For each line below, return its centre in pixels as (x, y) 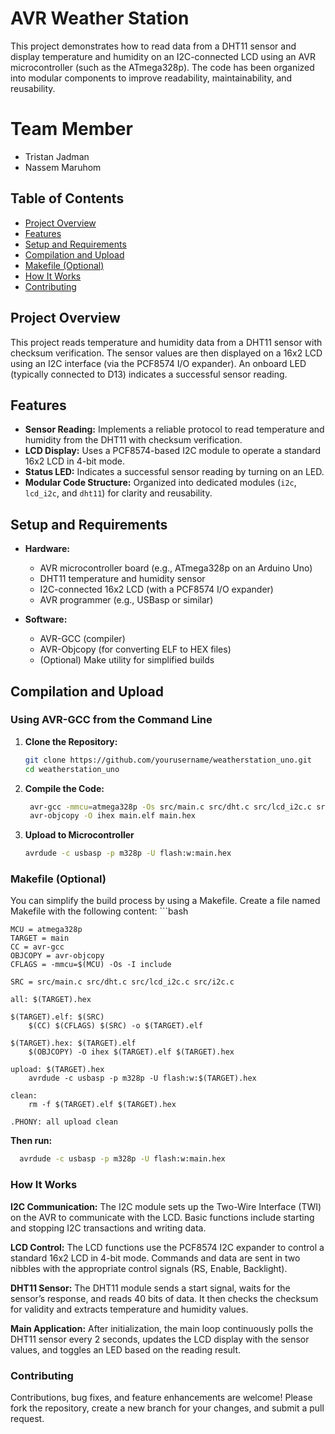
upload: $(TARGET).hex (57, 1070)
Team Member (71, 129)
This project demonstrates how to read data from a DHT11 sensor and (153, 46)
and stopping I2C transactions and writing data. (108, 1228)
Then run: (31, 1141)
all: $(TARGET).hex (51, 1000)
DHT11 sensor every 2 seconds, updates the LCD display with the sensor (160, 1339)
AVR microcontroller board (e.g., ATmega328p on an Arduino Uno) (176, 568)
